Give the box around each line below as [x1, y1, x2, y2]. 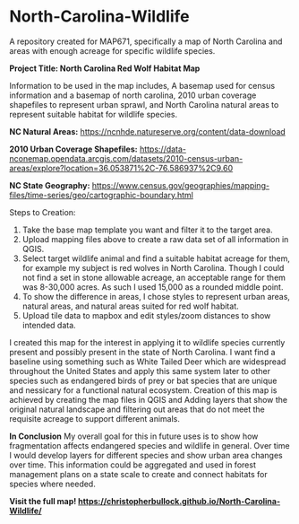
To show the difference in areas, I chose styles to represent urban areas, [21, 291, 291, 301]
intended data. [21, 319, 76, 330]
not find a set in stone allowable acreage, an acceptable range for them [21, 272, 286, 283]
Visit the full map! [9, 495, 77, 506]
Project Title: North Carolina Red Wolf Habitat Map [9, 63, 201, 74]
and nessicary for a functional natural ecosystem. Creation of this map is [9, 384, 278, 396]
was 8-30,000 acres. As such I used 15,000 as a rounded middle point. [21, 281, 284, 293]
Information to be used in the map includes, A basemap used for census [9, 80, 276, 91]
